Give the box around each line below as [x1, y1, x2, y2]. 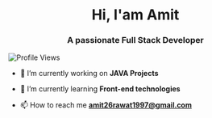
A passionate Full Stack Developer [67, 35, 204, 46]
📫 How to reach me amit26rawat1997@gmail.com [19, 100, 192, 110]
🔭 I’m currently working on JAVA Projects [19, 69, 159, 78]
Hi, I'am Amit [91, 6, 180, 24]
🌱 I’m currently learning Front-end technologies [19, 84, 181, 94]
